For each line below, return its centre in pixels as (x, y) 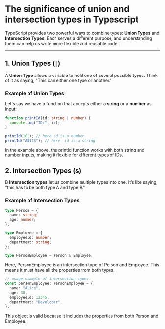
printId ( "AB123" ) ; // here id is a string (50, 141)
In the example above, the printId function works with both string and (75, 150)
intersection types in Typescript (72, 19)
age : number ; (23, 220)
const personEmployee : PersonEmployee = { (49, 284)
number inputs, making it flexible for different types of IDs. (64, 155)
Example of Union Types (35, 93)
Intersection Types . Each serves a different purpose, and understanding (79, 38)
